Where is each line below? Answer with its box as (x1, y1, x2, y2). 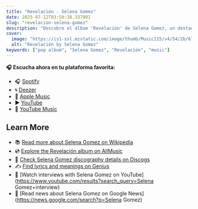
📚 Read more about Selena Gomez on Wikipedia (14, 138, 134, 145)
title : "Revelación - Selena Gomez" (6, 8, 96, 15)
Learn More (6, 122, 49, 133)
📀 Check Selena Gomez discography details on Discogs (14, 156, 150, 163)
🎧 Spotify (14, 77, 40, 84)
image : (11, 36, 28, 42)
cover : (6, 31, 22, 37)
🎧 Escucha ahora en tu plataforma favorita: (6, 63, 115, 71)
